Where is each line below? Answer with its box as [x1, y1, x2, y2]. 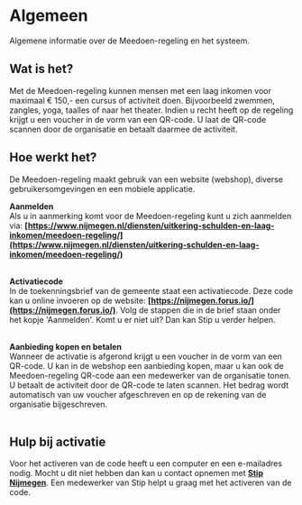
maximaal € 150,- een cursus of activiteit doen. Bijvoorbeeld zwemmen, [9, 95, 275, 106]
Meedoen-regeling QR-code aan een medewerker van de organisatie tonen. [9, 370, 291, 381]
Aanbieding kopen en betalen [9, 341, 123, 352]
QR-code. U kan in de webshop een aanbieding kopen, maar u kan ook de [9, 360, 284, 371]
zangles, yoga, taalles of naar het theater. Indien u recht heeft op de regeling [9, 105, 294, 115]
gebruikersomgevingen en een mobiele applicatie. [9, 183, 196, 194]
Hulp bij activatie [9, 434, 106, 449]
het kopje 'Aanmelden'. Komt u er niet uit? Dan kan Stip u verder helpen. [9, 314, 277, 325]
